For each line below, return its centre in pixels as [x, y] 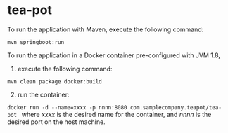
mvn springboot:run [36, 42]
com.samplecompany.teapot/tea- [176, 107]
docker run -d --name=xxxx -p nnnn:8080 [68, 107]
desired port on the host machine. [56, 122]
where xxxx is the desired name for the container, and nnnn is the [116, 114]
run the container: [43, 94]
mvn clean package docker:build [55, 82]
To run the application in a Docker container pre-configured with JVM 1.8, [114, 55]
